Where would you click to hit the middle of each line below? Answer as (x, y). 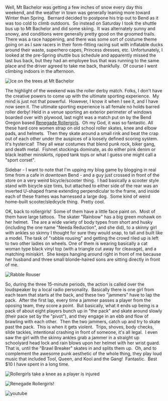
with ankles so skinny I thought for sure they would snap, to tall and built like (84, 233)
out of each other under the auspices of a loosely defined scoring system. (82, 139)
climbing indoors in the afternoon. (40, 71)
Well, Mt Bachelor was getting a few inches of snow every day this (74, 7)
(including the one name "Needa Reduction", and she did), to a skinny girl (81, 227)
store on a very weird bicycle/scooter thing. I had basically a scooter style (82, 180)
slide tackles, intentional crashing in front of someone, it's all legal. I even (81, 332)
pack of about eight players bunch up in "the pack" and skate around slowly (84, 311)
